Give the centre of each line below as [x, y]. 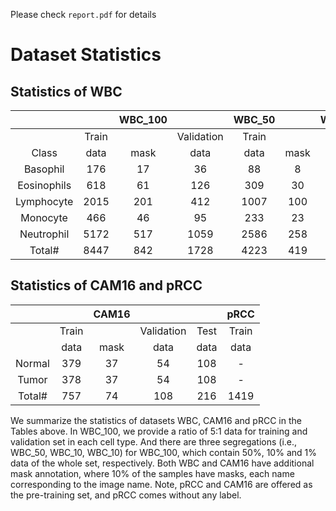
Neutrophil [44, 234]
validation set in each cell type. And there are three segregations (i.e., [154, 441]
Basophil [44, 169]
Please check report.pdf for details [83, 14]
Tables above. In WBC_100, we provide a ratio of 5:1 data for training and [159, 431]
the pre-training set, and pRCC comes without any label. [126, 495]
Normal [32, 363]
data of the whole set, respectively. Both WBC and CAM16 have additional [162, 463]
